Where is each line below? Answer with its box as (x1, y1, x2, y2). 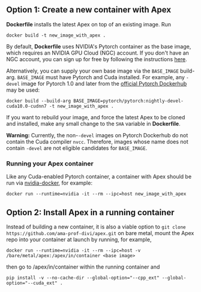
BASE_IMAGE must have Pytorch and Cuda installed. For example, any (17, 73, 185, 80)
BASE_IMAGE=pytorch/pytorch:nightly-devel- (73, 98, 184, 104)
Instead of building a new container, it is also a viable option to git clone (6, 223, 186, 230)
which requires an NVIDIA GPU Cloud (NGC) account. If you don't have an (6, 49, 189, 56)
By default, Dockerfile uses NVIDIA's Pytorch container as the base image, (6, 43, 191, 50)
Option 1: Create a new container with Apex (6, 5, 172, 15)
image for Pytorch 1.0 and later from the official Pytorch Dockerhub (20, 80, 187, 87)
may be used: (6, 86, 40, 94)
